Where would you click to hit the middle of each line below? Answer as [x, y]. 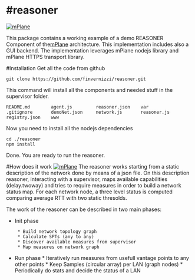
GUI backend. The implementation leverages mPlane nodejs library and [92, 50]
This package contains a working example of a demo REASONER [85, 38]
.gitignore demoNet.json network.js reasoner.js [88, 112]
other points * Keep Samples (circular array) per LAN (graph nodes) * [99, 264]
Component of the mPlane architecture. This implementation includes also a [97, 44]
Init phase [27, 220]
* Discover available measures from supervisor [77, 242]
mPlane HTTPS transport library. [45, 57]
